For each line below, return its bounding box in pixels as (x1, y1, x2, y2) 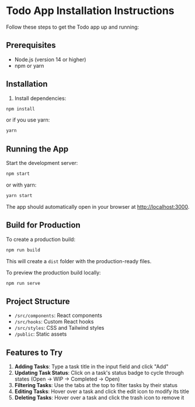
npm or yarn (14, 62, 44, 69)
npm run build (6, 247, 41, 253)
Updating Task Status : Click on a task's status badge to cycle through (14, 370, 184, 377)
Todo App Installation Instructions (6, 4, 175, 18)
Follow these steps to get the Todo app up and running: (6, 23, 139, 30)
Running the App (6, 144, 69, 154)
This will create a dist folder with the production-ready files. (6, 257, 152, 264)
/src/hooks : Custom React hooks (14, 318, 94, 325)
